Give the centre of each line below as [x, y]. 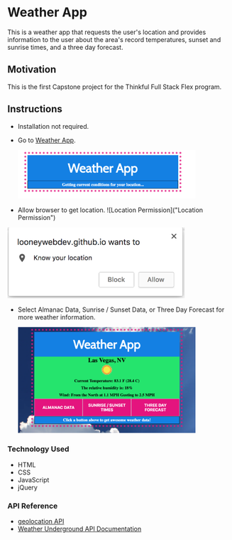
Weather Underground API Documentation [79, 529]
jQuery [27, 487]
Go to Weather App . [46, 140]
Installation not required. [53, 126]
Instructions [35, 109]
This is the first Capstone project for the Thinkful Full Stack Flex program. [115, 87]
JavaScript [33, 480]
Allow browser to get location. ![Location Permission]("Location [110, 210]
